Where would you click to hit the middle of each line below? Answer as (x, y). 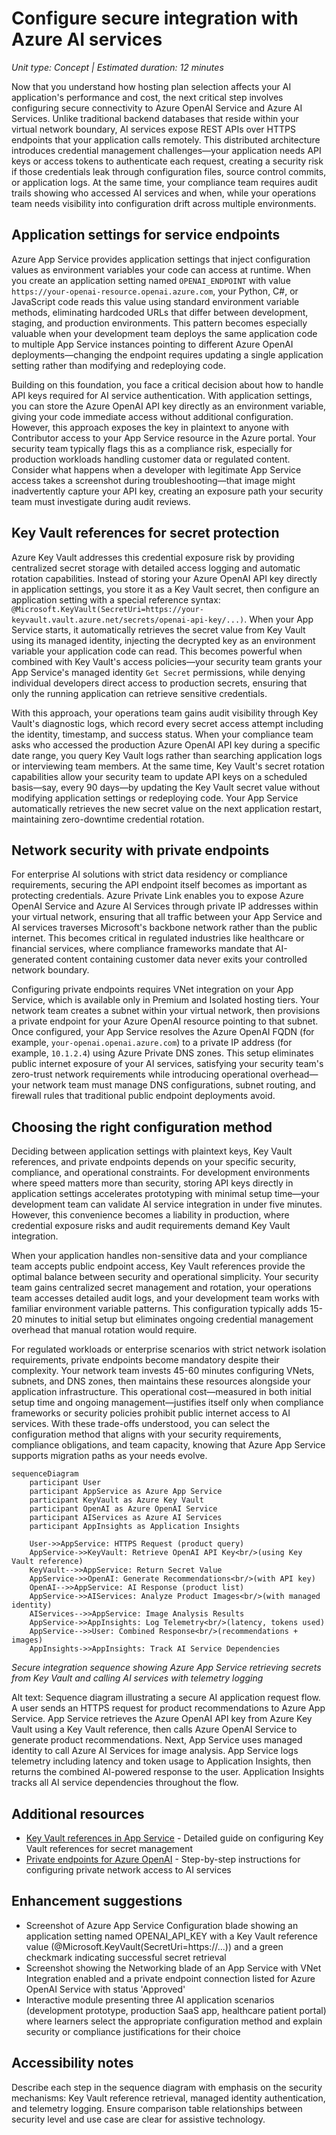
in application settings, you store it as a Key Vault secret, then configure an (165, 589)
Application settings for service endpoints (146, 235)
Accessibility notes (72, 2063)
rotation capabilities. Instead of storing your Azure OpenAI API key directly (164, 578)
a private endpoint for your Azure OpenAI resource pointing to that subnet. (165, 1021)
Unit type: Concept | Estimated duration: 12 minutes (117, 67)
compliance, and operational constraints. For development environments (161, 1173)
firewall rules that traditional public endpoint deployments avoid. (143, 1096)
